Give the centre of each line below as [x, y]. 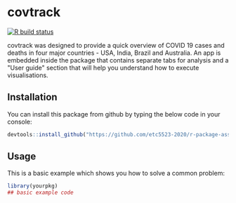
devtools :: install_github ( [47, 134]
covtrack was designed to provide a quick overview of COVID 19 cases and [116, 45]
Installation [32, 97]
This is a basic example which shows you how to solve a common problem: [116, 173]
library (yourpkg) [33, 186]
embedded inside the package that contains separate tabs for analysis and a [118, 60]
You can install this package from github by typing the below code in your [114, 114]
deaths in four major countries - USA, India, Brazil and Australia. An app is [114, 53]
